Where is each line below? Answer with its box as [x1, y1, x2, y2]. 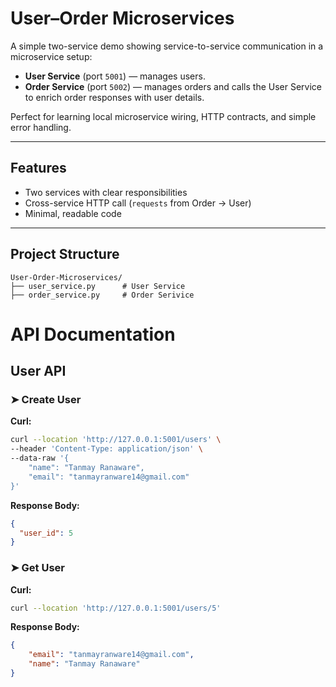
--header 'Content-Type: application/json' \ [10, 444, 203, 454]
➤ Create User [10, 393, 82, 407]
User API [10, 363, 67, 380]
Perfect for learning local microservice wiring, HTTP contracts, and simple [10, 110, 317, 122]
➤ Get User [10, 561, 66, 575]
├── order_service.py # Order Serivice [10, 290, 195, 300]
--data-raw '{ [10, 453, 70, 464]
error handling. [10, 121, 72, 133]
